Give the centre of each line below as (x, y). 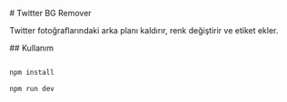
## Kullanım (32, 48)
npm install (32, 72)
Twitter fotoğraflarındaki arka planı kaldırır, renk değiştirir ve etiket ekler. (144, 30)
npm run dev (32, 88)
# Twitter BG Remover (51, 13)
